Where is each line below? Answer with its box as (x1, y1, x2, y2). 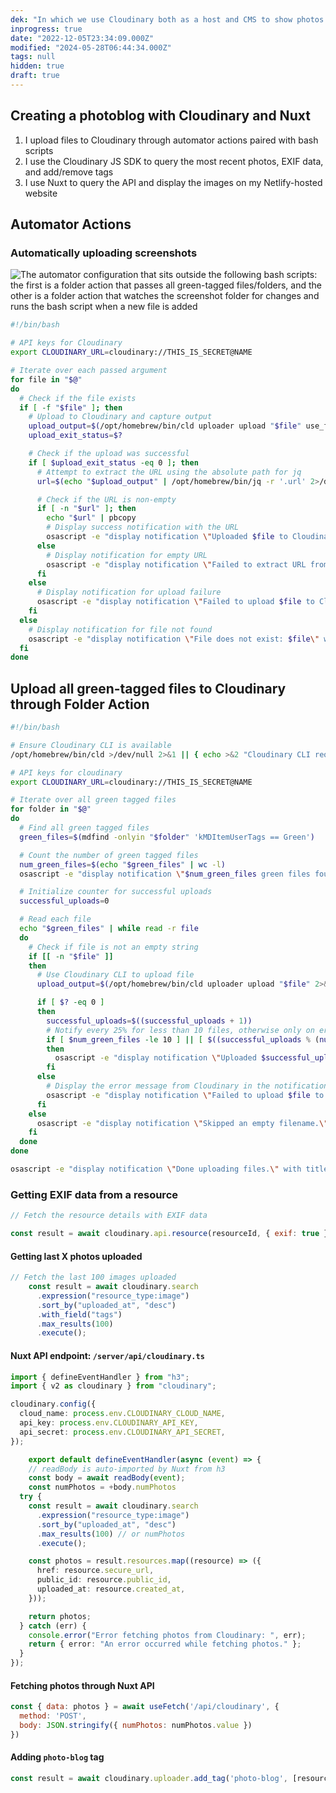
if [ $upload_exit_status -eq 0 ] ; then (28, 457, 199, 468)
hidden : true (10, 61, 65, 71)
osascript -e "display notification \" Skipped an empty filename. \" (36, 1118, 329, 1128)
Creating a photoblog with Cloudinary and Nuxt (10, 107, 311, 125)
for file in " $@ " (10, 374, 83, 385)
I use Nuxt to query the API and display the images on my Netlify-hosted (24, 176, 323, 188)
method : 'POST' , (19, 1711, 87, 1721)
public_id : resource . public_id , (36, 1575, 172, 1585)
